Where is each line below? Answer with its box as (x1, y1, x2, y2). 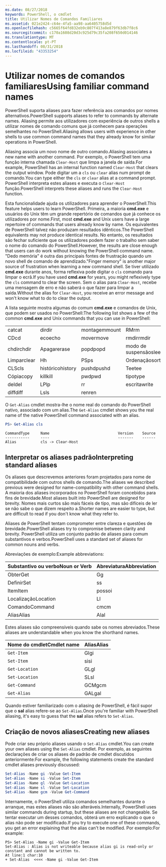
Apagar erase (40, 346, 70, 352)
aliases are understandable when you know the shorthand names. (5, 630, 139, 636)
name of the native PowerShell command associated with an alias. (5, 412, 140, 418)
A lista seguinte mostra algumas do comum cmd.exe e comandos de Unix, (5, 305, 157, 311)
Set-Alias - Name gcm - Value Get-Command (5, 790, 90, 795)
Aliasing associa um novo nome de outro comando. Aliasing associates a (5, 149, 152, 155)
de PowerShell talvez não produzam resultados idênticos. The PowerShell (5, 227, 154, 233)
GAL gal (84, 690, 101, 697)
